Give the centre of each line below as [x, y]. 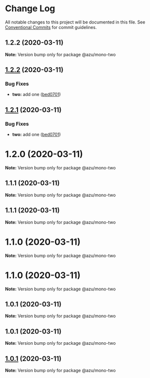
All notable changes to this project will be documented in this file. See [75, 22]
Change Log [30, 9]
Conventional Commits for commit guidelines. [51, 27]
